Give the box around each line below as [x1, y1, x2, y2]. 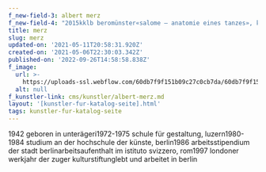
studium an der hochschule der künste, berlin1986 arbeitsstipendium [26, 138, 250, 147]
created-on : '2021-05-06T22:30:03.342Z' [8, 48, 144, 56]
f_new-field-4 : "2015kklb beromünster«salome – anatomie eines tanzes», [8, 19, 253, 27]
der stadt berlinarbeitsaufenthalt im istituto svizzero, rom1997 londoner [8, 146, 239, 155]
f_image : [8, 63, 37, 71]
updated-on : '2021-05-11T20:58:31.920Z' [8, 41, 144, 49]
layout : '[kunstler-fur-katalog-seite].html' [8, 100, 161, 108]
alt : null [15, 85, 47, 94]
